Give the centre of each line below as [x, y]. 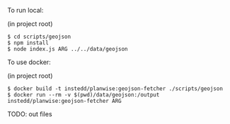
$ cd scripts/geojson [39, 37]
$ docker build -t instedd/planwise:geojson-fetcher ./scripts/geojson [115, 89]
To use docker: [29, 62]
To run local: [25, 10]
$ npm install [28, 43]
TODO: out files [30, 114]
